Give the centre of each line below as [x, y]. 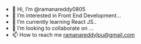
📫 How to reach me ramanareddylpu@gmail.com [73, 35]
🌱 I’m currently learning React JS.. [54, 22]
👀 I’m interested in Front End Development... [67, 15]
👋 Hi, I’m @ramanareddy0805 [49, 9]
